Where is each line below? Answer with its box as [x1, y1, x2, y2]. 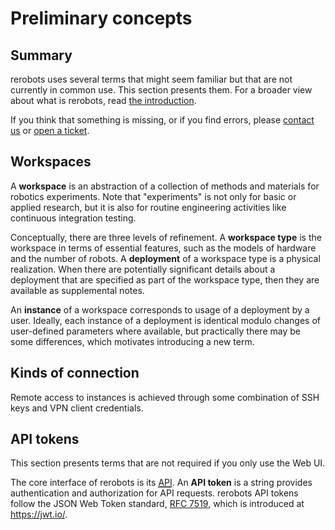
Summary [10, 47, 73, 64]
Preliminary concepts [10, 7, 193, 30]
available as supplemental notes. [10, 284, 145, 296]
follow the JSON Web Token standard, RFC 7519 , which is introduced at [10, 498, 305, 510]
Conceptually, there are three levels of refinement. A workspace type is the [10, 231, 322, 243]
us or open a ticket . [10, 125, 90, 136]
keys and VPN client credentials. [10, 402, 144, 414]
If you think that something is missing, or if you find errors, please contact [10, 114, 315, 126]
